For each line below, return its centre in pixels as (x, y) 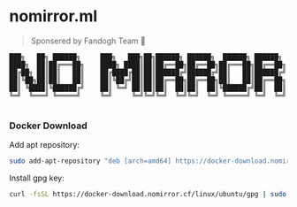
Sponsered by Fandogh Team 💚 (88, 41)
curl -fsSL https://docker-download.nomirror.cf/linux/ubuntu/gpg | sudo (148, 195)
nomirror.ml (53, 16)
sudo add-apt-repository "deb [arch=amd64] (91, 161)
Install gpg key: (37, 178)
